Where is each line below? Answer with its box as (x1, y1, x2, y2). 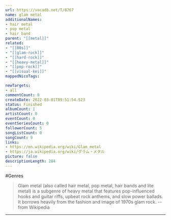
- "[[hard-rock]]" (5, 54, 44, 60)
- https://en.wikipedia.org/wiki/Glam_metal (5, 145, 101, 150)
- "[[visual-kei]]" (5, 69, 47, 74)
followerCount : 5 (5, 125, 42, 130)
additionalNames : (5, 17, 42, 22)
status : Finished (5, 102, 42, 107)
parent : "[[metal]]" (5, 36, 49, 41)
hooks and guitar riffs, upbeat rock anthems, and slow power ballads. (17, 193, 163, 199)
